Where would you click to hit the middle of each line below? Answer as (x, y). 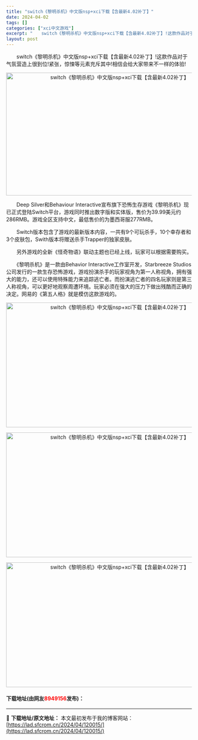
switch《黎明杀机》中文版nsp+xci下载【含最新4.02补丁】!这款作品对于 (102, 56)
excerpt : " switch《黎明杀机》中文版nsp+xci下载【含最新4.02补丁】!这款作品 (96, 34)
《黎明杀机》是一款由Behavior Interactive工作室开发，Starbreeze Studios (104, 264)
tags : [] (17, 22)
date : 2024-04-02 (27, 17)
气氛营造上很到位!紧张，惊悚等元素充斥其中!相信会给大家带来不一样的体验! (96, 64)
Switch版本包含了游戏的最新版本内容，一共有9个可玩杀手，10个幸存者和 (104, 232)
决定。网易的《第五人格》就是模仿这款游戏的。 (63, 294)
